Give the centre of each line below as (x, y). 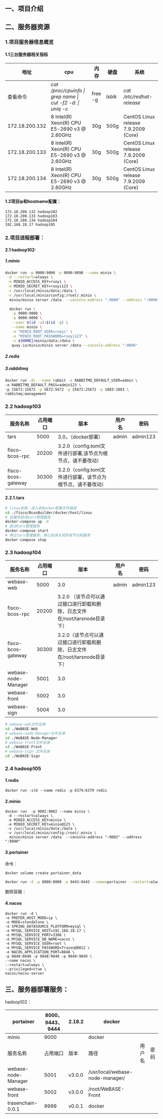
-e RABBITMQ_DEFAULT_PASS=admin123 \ (43, 385)
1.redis (12, 780)
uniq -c (59, 109)
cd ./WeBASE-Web (21, 729)
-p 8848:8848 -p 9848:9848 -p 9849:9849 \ (49, 956)
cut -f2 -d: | (65, 102)
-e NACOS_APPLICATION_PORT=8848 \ (40, 952)
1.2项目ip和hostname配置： (33, 201)
